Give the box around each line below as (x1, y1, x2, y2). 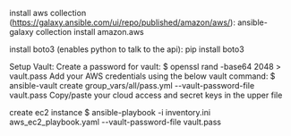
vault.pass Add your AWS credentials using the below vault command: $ (9, 71, 276, 81)
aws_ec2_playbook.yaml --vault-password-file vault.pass (9, 116, 222, 127)
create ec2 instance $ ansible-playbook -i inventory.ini (9, 107, 211, 117)
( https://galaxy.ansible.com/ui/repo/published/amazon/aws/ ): (9, 17, 235, 28)
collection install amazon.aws (35, 27, 145, 37)
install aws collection (9, 8, 87, 18)
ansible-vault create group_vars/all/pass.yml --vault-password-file (9, 81, 255, 90)
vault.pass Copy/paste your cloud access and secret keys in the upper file (9, 89, 283, 100)
